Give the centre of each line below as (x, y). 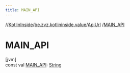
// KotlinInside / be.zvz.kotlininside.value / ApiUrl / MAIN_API (65, 25)
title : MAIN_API (22, 10)
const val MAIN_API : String (34, 65)
